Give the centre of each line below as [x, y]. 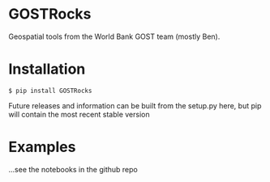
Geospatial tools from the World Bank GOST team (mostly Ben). [114, 36]
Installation [47, 69]
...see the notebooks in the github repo [73, 169]
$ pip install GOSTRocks [50, 91]
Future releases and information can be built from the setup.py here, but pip [135, 105]
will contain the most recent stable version [79, 114]
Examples [42, 147]
